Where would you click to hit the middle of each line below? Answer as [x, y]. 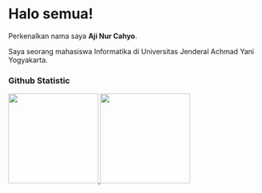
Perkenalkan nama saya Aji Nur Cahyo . [73, 36]
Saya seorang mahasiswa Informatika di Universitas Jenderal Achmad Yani [131, 51]
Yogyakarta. [28, 60]
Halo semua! [51, 14]
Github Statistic [39, 81]
